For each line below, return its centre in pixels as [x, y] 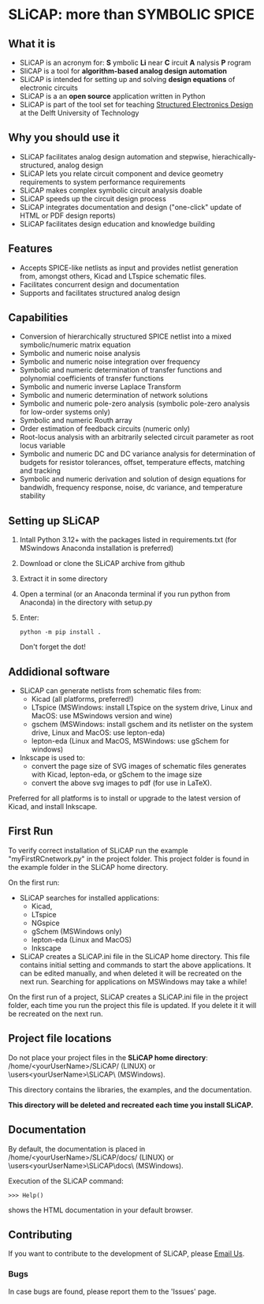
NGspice [46, 923]
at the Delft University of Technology [79, 113]
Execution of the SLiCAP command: [66, 1181]
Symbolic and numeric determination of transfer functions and [121, 370]
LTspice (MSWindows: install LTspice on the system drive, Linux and [142, 707]
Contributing [40, 1234]
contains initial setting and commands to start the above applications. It [135, 965]
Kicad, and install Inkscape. [53, 807]
